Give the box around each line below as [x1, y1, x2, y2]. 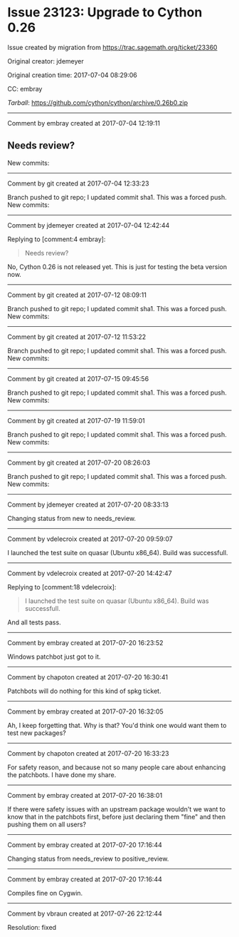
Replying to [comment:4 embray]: [7, 235, 106, 243]
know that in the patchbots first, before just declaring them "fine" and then [7, 812, 226, 821]
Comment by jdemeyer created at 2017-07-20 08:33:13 [7, 500, 169, 509]
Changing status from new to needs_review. [7, 514, 137, 522]
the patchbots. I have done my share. [7, 770, 117, 779]
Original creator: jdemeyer [7, 56, 84, 65]
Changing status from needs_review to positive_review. [7, 854, 169, 863]
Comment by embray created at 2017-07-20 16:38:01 [7, 791, 163, 799]
